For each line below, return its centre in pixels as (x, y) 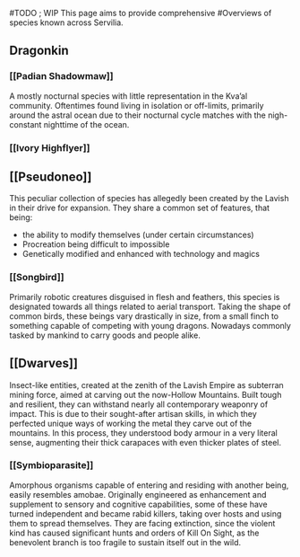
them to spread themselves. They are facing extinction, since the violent (142, 523)
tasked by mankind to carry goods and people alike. (105, 335)
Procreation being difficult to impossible (96, 244)
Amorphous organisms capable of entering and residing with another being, (149, 485)
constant (26, 124)
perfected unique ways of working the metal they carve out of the (131, 423)
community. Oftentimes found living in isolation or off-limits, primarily (137, 105)
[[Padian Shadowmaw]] (61, 76)
